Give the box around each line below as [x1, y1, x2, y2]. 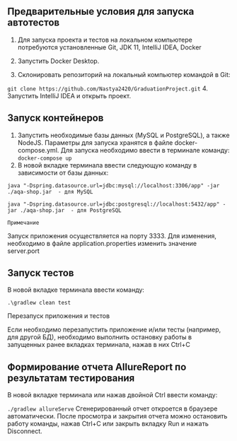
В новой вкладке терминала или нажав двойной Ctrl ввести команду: [7, 391, 218, 399]
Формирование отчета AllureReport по [7, 360, 187, 373]
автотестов [7, 17, 60, 29]
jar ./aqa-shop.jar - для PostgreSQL [7, 206, 122, 214]
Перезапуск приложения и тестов [7, 312, 110, 320]
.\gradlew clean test [7, 300, 71, 307]
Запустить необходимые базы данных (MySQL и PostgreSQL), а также [17, 131, 230, 139]
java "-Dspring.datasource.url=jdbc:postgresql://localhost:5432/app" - [7, 201, 226, 208]
